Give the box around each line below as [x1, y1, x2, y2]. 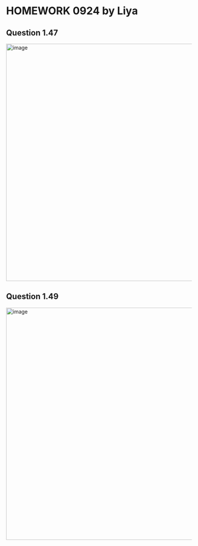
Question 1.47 [6, 28, 58, 38]
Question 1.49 [6, 292, 59, 302]
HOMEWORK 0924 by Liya [6, 4, 138, 18]
